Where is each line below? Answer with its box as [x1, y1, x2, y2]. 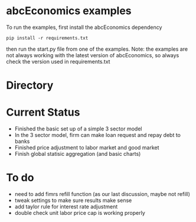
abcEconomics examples [6, 4, 132, 18]
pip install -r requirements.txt [6, 35, 89, 41]
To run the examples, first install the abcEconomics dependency [6, 24, 162, 31]
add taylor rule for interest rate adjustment [14, 203, 118, 210]
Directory [6, 79, 54, 92]
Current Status [6, 106, 80, 119]
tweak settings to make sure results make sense [14, 197, 132, 204]
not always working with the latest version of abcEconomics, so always [6, 51, 179, 58]
